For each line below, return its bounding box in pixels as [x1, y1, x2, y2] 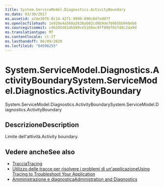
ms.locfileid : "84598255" [5, 43, 58, 48]
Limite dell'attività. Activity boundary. [5, 134, 79, 140]
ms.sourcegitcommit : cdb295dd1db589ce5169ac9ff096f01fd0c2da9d [5, 25, 137, 30]
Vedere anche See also [5, 147, 75, 156]
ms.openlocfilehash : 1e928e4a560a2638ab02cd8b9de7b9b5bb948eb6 [5, 21, 137, 26]
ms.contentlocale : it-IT [5, 35, 56, 40]
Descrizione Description [5, 121, 79, 129]
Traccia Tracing [12, 161, 43, 166]
